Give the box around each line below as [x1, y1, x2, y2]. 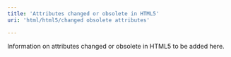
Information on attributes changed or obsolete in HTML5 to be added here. [7, 42, 225, 50]
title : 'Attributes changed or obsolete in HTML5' [7, 10, 160, 17]
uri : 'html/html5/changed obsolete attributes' [7, 17, 150, 24]
